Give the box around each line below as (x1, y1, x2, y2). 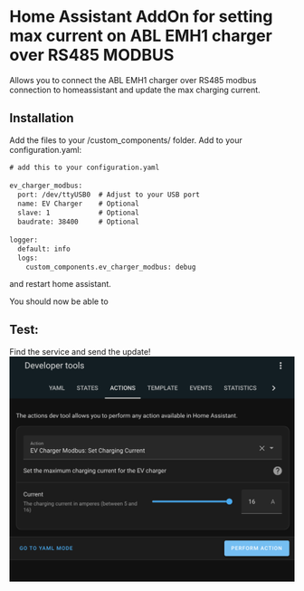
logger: (9, 235, 39, 244)
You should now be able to (9, 296, 109, 307)
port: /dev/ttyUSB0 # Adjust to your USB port (17, 190, 201, 199)
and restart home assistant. (9, 278, 111, 289)
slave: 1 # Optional (17, 208, 140, 217)
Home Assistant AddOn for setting (9, 6, 273, 27)
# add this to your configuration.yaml (9, 163, 160, 172)
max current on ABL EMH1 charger (9, 25, 273, 46)
